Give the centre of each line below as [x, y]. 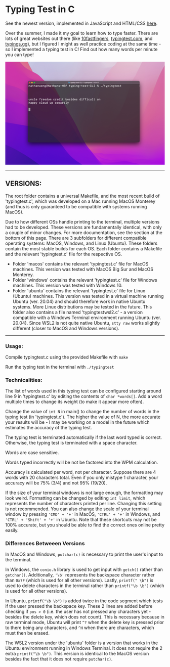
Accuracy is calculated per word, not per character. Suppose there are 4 [81, 472]
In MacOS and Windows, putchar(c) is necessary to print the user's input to [84, 554]
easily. [12, 530]
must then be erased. [27, 633]
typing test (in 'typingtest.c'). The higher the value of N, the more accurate [83, 417]
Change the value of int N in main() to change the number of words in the [82, 412]
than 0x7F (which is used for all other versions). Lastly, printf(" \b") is [79, 581]
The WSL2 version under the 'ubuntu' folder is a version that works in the [82, 643]
